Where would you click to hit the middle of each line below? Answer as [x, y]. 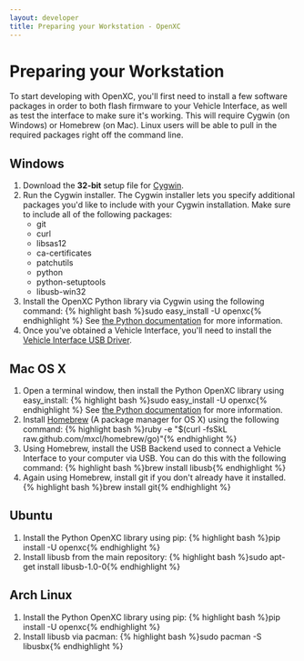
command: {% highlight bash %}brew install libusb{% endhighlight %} [154, 468]
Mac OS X [38, 369]
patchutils [55, 263]
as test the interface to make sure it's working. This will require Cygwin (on [150, 115]
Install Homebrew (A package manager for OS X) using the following [151, 420]
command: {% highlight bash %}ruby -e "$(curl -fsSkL [125, 429]
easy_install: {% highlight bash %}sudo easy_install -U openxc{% [145, 400]
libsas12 [51, 244]
